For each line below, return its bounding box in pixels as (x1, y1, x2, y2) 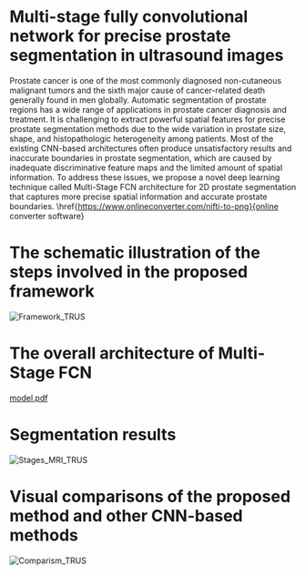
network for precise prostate (9, 25, 231, 46)
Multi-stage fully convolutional (9, 6, 249, 27)
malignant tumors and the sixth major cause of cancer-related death (9, 85, 266, 96)
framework (9, 281, 95, 302)
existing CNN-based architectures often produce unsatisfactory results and (9, 143, 292, 154)
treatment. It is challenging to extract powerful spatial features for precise (9, 114, 286, 125)
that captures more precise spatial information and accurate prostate (9, 191, 268, 202)
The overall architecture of (9, 343, 215, 364)
